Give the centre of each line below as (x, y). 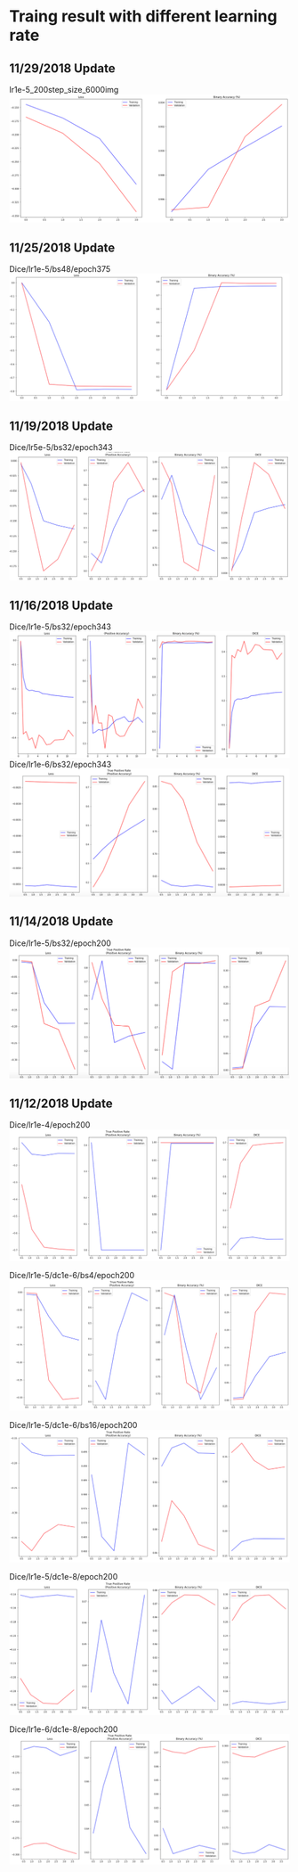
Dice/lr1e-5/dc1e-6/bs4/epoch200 (72, 1275)
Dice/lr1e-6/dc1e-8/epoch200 (64, 1729)
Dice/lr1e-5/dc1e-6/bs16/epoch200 (73, 1425)
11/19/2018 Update (61, 426)
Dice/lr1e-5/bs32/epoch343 (60, 627)
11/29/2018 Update (62, 68)
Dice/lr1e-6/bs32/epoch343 (60, 765)
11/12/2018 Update (61, 1103)
